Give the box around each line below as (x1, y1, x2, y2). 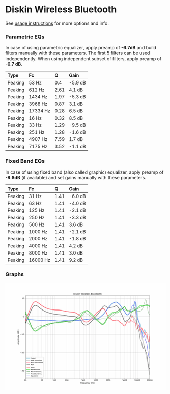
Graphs (5, 271, 24, 278)
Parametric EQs (5, 33, 45, 40)
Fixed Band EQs (5, 157, 45, 164)
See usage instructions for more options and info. (5, 20, 109, 26)
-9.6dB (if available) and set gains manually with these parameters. (5, 175, 147, 181)
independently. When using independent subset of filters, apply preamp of (5, 55, 162, 62)
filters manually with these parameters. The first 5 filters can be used (5, 50, 150, 57)
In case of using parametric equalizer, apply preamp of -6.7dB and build (5, 45, 157, 51)
